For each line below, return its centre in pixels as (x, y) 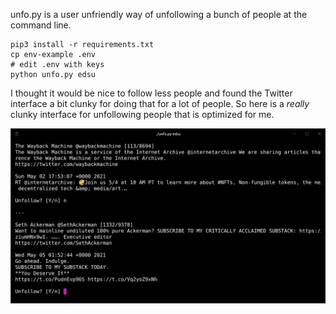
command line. (41, 25)
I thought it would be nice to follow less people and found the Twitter (151, 93)
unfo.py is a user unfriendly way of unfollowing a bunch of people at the (159, 14)
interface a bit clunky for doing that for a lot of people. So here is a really (160, 103)
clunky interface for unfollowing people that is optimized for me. (142, 114)
